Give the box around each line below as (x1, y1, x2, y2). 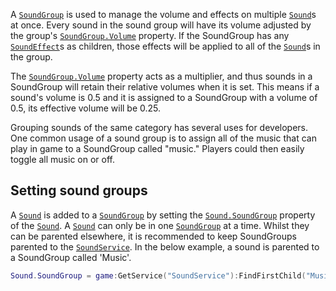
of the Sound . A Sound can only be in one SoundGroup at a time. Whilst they (10, 219, 310, 231)
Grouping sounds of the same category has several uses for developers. (10, 122, 309, 133)
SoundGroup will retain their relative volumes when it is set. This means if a (10, 81, 320, 93)
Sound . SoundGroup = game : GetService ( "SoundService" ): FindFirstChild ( (10, 270, 307, 281)
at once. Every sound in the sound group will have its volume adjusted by (10, 19, 312, 31)
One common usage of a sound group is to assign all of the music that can (10, 132, 317, 144)
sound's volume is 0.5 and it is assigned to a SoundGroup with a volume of (10, 92, 318, 103)
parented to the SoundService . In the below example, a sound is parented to (10, 240, 320, 253)
